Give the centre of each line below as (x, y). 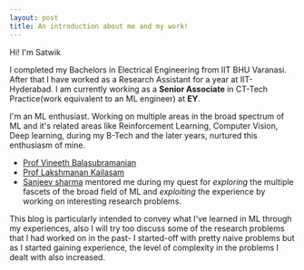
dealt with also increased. (58, 257)
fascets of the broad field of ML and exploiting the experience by (144, 191)
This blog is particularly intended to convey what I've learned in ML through (151, 218)
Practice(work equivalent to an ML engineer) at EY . (105, 98)
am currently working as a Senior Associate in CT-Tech (164, 89)
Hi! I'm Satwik (35, 52)
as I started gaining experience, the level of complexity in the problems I (144, 247)
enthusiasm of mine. (48, 145)
